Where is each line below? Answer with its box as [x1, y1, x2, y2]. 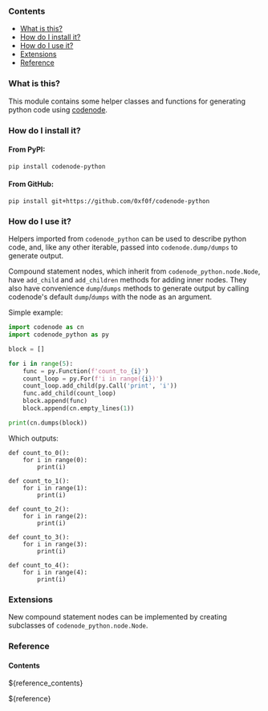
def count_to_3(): [8, 533, 70, 541]
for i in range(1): [22, 484, 88, 492]
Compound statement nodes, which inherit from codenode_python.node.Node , [8, 266, 261, 276]
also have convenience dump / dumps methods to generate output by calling [8, 283, 250, 294]
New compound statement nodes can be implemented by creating [8, 612, 227, 622]
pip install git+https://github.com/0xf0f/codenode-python [8, 197, 210, 205]
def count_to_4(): [8, 561, 70, 569]
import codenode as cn [8, 323, 84, 331]
